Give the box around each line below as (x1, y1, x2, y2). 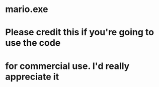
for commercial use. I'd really (5, 60, 130, 71)
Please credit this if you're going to (5, 27, 154, 38)
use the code (5, 37, 61, 49)
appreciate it (5, 71, 59, 82)
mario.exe (5, 4, 48, 15)
